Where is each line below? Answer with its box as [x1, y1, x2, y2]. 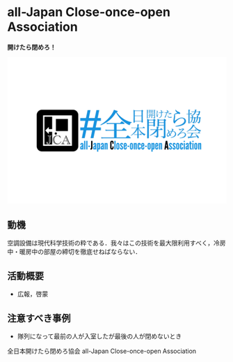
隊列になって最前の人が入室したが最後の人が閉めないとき [17, 332, 182, 340]
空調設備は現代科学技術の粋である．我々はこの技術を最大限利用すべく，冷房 [7, 239, 226, 248]
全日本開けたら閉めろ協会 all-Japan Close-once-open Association [7, 347, 197, 356]
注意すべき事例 [7, 312, 71, 324]
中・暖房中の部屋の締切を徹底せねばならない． [7, 248, 141, 256]
